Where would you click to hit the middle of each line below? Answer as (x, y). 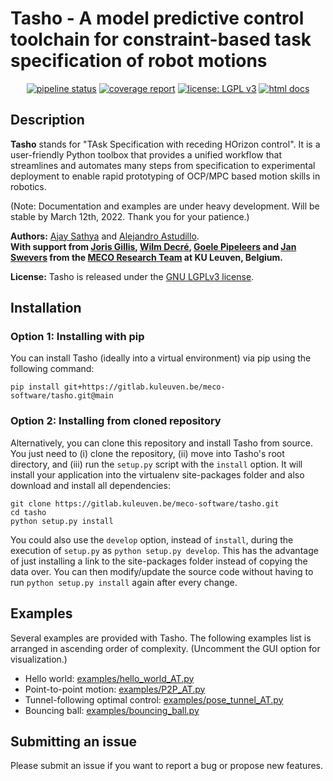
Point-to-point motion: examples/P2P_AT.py (115, 689)
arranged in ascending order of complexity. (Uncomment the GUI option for (165, 648)
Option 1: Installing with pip (77, 337)
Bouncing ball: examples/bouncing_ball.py (112, 710)
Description (47, 120)
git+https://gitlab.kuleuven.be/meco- (144, 387)
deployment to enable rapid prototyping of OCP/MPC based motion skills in (165, 176)
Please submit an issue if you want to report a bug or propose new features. (167, 766)
